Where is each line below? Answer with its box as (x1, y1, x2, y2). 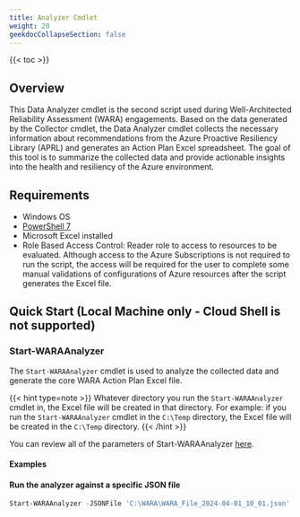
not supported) (9, 318, 96, 333)
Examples (9, 459, 47, 469)
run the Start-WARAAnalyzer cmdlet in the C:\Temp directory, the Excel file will (9, 411, 292, 422)
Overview (9, 80, 65, 95)
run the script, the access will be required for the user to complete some (21, 259, 289, 269)
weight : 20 (9, 22, 50, 31)
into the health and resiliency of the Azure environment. (9, 162, 215, 172)
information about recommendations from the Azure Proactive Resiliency (9, 133, 278, 144)
